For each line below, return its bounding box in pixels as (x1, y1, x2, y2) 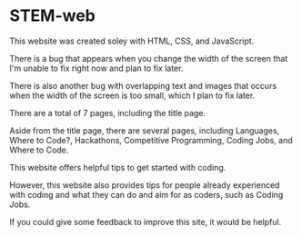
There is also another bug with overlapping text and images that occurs (9, 80, 277, 91)
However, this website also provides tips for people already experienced (9, 179, 280, 191)
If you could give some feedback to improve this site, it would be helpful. (9, 216, 282, 227)
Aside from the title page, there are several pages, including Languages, (9, 124, 280, 136)
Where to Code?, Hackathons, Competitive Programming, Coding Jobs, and (9, 134, 293, 145)
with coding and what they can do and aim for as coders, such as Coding (9, 189, 284, 200)
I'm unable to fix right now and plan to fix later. (9, 63, 184, 74)
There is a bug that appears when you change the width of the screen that (9, 53, 288, 64)
